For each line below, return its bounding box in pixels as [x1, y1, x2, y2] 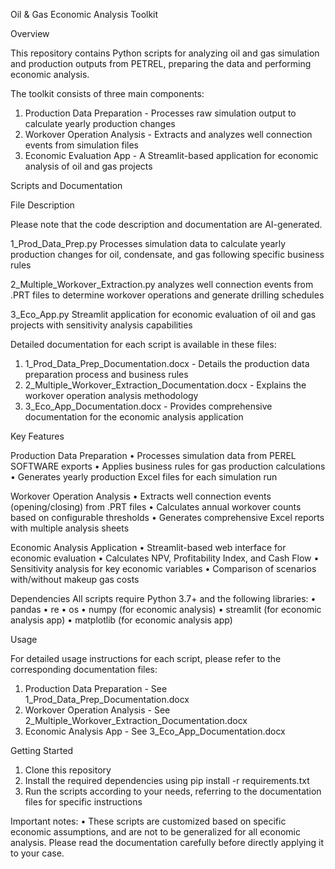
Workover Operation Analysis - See [24, 704, 171, 716]
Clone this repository [24, 764, 112, 776]
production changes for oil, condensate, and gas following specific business [10, 249, 325, 260]
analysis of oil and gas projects [24, 160, 153, 172]
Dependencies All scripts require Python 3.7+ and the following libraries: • [10, 593, 317, 604]
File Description [10, 199, 75, 211]
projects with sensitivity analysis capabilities [10, 319, 193, 331]
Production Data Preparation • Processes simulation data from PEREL [10, 450, 297, 461]
